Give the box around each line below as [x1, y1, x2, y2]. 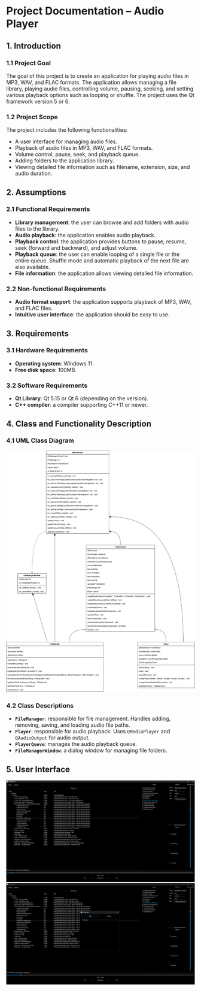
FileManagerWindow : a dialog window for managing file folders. [14, 747, 167, 754]
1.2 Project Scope [6, 113, 58, 121]
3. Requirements [6, 328, 69, 339]
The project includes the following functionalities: [6, 126, 128, 134]
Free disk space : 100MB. [14, 366, 77, 373]
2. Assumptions [6, 187, 67, 197]
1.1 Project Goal [6, 59, 51, 67]
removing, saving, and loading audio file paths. [14, 721, 130, 729]
